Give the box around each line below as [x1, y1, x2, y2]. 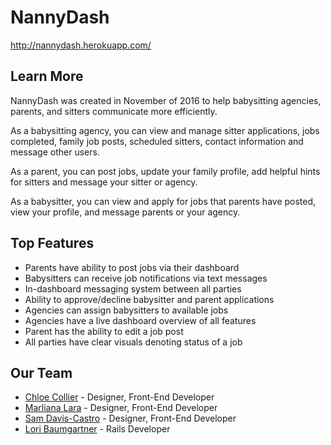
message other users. [10, 146, 100, 158]
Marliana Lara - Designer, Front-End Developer [24, 402, 218, 414]
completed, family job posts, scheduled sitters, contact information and [10, 135, 304, 147]
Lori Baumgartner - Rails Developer [24, 423, 171, 435]
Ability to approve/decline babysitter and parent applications [24, 293, 275, 305]
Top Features [10, 235, 95, 252]
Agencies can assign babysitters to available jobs [24, 304, 229, 316]
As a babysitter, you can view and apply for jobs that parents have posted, [10, 195, 317, 207]
